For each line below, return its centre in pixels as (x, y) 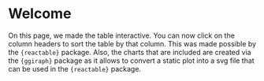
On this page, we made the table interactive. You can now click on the (121, 35)
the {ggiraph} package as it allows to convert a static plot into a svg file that (131, 61)
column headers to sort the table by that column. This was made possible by (132, 43)
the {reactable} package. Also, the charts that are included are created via (130, 52)
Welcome (40, 14)
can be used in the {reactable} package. (75, 68)
